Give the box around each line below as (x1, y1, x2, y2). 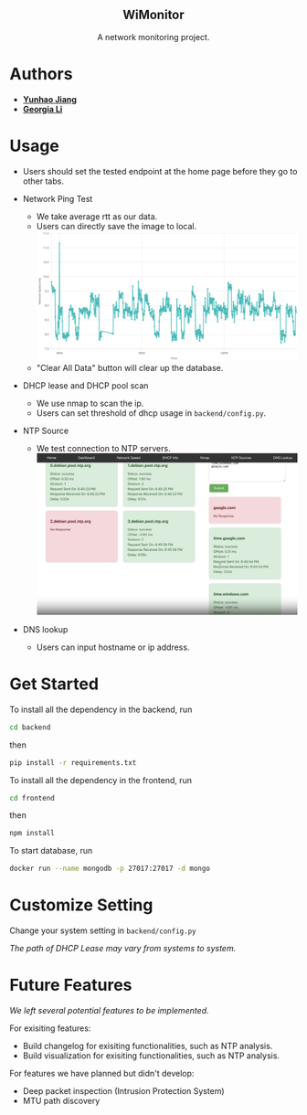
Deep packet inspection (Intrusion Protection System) (22, 1086, 226, 1097)
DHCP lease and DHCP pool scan (22, 379, 149, 391)
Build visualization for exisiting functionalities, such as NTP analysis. (22, 1050, 281, 1061)
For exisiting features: (9, 1023, 91, 1034)
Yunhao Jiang (22, 93, 78, 104)
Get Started (9, 674, 99, 695)
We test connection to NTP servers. (36, 442, 171, 453)
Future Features (9, 975, 132, 995)
